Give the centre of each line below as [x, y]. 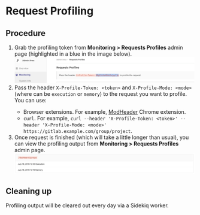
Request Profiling [50, 11]
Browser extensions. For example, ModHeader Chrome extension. [104, 111]
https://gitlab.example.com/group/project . [78, 131]
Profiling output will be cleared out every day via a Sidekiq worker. [87, 205]
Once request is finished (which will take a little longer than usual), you [101, 137]
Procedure [26, 33]
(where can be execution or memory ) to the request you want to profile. [100, 93]
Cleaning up [29, 191]
